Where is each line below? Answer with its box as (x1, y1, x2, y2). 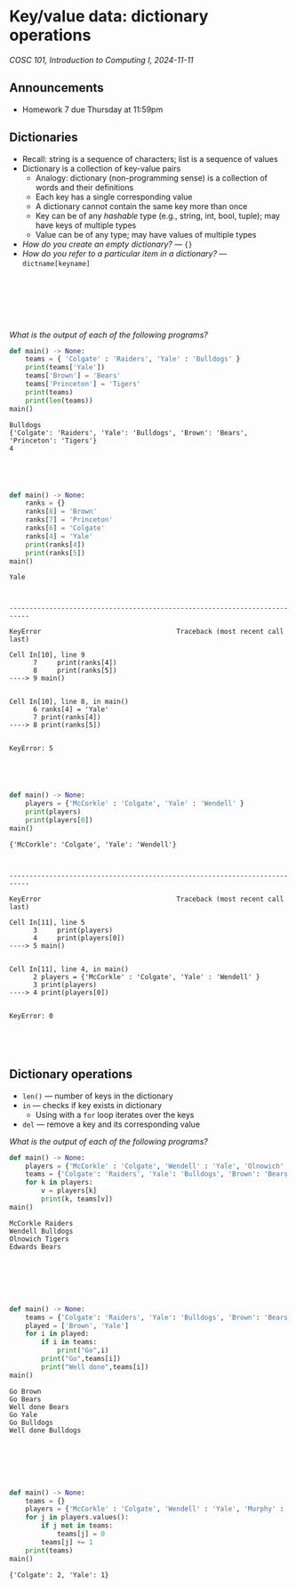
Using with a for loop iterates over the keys (35, 1109, 195, 1120)
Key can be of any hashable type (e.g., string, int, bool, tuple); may (35, 210, 280, 221)
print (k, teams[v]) (41, 1195, 114, 1203)
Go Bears (9, 1395, 42, 1404)
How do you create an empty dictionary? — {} (21, 239, 193, 249)
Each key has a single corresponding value (35, 191, 193, 202)
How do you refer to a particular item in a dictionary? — (21, 247, 228, 259)
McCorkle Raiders (9, 1219, 74, 1227)
